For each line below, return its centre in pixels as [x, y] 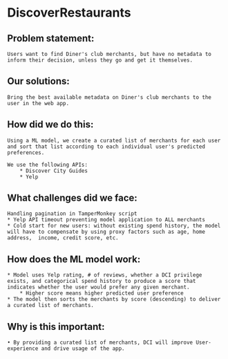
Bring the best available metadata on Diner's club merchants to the [110, 97]
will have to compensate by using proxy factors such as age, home [106, 232]
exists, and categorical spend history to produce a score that [102, 282]
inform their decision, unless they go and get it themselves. [100, 60]
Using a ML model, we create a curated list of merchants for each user [114, 140]
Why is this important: [56, 326]
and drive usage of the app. [83, 349]
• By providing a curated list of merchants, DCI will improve [100, 343]
